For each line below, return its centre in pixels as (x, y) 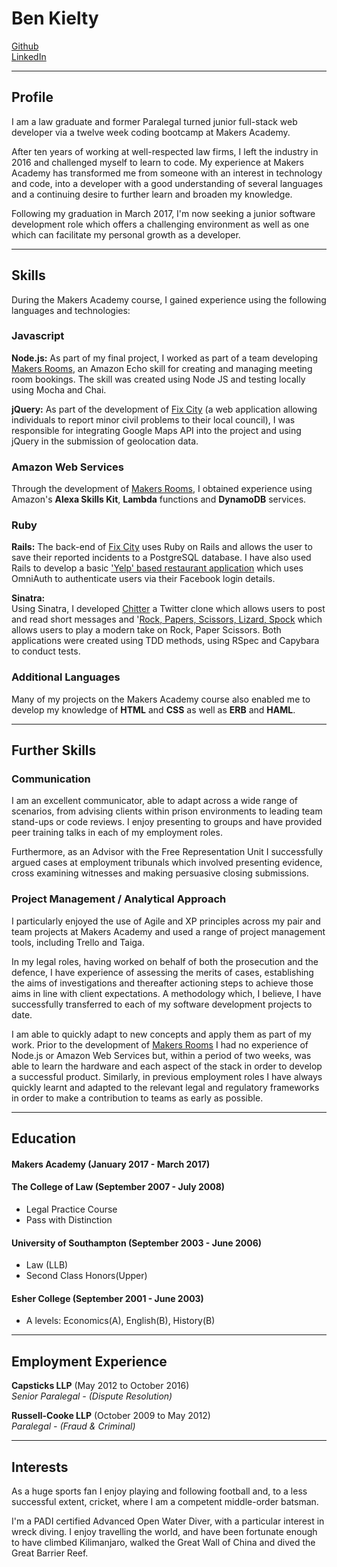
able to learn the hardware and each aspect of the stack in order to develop (167, 1066)
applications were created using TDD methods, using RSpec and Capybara (165, 641)
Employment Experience (89, 1361)
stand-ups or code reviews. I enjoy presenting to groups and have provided (167, 822)
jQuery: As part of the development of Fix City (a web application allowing (164, 409)
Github (25, 46)
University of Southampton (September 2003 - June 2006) (137, 1243)
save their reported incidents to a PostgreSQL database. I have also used (161, 558)
